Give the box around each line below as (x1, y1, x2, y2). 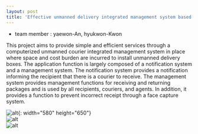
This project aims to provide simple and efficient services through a (6, 42, 170, 49)
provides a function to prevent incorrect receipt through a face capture (6, 92, 178, 99)
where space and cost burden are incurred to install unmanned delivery (6, 54, 180, 61)
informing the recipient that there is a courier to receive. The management (6, 73, 186, 80)
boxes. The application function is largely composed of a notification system (6, 60, 192, 68)
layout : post (6, 8, 38, 15)
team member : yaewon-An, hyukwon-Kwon (14, 30, 122, 37)
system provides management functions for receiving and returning (6, 79, 171, 86)
